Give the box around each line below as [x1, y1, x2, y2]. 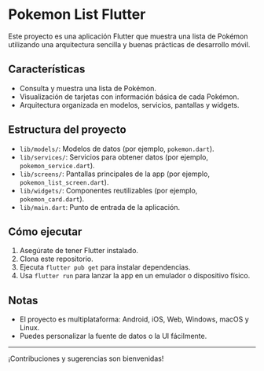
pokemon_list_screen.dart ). [19, 177, 109, 186]
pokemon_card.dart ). [19, 194, 85, 204]
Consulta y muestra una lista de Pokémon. [19, 83, 157, 93]
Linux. [19, 323, 40, 332]
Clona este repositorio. [19, 254, 93, 264]
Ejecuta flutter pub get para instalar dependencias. [19, 263, 191, 272]
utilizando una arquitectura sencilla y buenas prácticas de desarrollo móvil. [8, 39, 251, 49]
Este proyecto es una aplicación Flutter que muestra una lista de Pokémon [8, 31, 249, 41]
